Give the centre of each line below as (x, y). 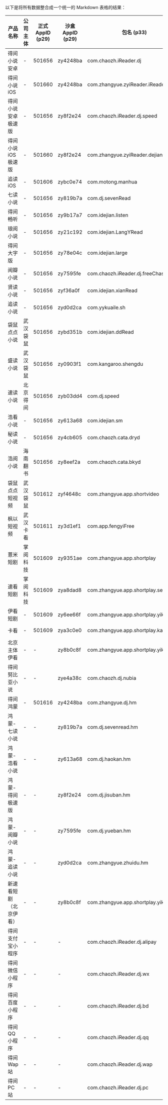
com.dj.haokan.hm (109, 759)
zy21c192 (70, 232)
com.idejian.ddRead (110, 332)
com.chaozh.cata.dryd (113, 437)
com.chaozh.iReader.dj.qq (118, 1037)
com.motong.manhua (112, 182)
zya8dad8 (70, 590)
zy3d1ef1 (69, 526)
